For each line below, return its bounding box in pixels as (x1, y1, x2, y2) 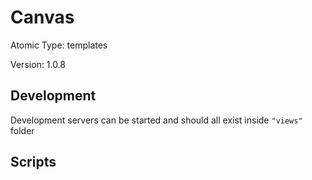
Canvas (10, 6, 75, 29)
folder (10, 124, 35, 136)
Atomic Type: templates (10, 39, 108, 51)
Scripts (10, 154, 57, 171)
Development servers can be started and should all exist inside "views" (10, 114, 303, 126)
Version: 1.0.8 (10, 58, 67, 70)
